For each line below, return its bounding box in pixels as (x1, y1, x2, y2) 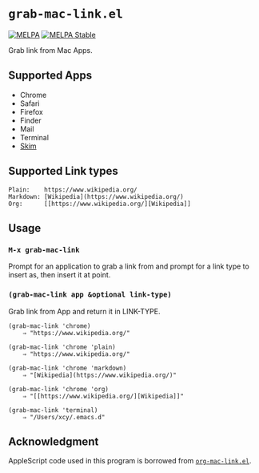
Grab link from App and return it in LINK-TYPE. (8, 306, 161, 316)
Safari (19, 99, 40, 108)
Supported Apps (8, 69, 93, 83)
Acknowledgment (8, 435, 99, 448)
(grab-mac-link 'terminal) (8, 406, 98, 414)
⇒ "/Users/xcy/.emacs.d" (22, 413, 106, 421)
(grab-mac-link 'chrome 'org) (8, 385, 110, 393)
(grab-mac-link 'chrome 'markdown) (8, 364, 127, 372)
